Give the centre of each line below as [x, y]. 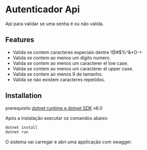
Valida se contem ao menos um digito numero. [62, 58]
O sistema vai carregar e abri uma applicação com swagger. [69, 142]
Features [20, 40]
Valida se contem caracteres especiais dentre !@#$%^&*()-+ [77, 52]
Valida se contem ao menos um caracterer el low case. [70, 63]
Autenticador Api [43, 10]
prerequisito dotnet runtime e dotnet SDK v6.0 [54, 108]
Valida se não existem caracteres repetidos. [59, 79]
